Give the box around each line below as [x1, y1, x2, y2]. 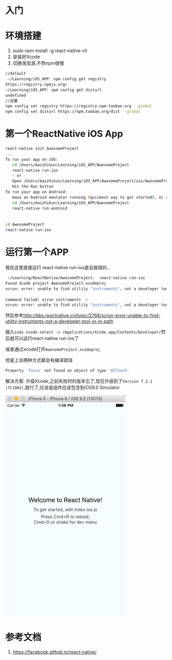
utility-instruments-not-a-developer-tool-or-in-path [5, 318, 114, 324]
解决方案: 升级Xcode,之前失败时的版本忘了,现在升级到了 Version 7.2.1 [5, 378, 153, 384]
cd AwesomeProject [5, 222, 45, 227]
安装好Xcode [12, 54, 40, 60]
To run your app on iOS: [5, 157, 58, 162]
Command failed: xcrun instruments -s [5, 297, 88, 302]
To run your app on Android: [5, 189, 68, 195]
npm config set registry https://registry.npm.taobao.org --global [5, 103, 153, 109]
